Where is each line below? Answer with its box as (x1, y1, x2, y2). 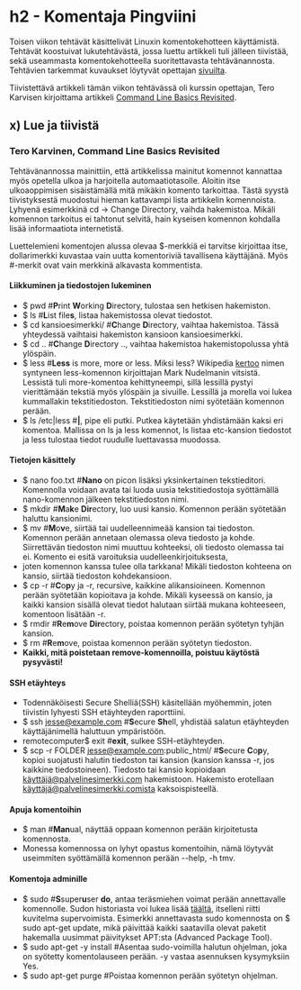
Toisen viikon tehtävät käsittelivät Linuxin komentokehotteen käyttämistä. (9, 36, 280, 47)
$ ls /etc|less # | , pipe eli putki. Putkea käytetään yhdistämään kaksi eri (22, 414, 284, 425)
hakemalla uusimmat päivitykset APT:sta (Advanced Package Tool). (22, 931, 272, 942)
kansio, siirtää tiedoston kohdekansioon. (22, 570, 173, 582)
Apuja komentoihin (9, 804, 83, 814)
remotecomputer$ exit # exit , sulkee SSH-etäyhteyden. (22, 736, 226, 747)
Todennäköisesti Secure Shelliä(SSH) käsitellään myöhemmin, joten (22, 697, 272, 708)
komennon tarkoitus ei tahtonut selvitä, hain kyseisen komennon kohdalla (9, 213, 281, 224)
